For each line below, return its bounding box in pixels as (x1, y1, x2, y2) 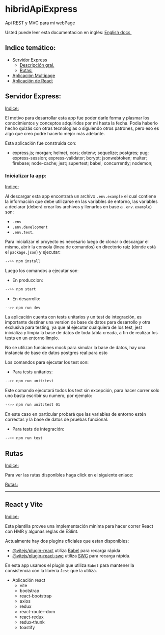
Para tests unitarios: (12, 369, 53, 375)
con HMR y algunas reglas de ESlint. (5, 528, 79, 534)
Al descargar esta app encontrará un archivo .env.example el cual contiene (5, 193, 156, 199)
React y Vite (5, 500, 43, 509)
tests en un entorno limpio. (5, 335, 59, 341)
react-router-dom (19, 608, 55, 614)
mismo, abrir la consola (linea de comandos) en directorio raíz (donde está (5, 243, 156, 250)
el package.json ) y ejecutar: (5, 249, 61, 255)
